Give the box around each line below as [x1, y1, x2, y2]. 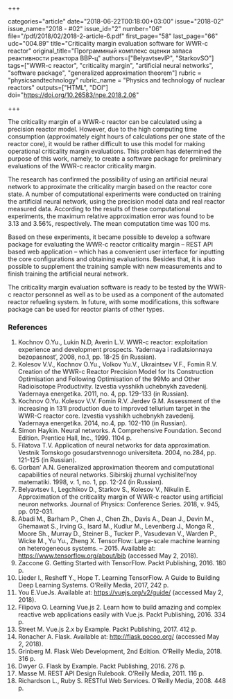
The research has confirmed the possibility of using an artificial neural [8, 175, 209, 184]
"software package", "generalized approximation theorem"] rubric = [8, 69, 202, 77]
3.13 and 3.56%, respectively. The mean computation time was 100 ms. [8, 220, 211, 227]
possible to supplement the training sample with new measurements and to [8, 263, 223, 270]
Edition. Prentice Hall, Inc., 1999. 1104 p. [17, 434, 132, 442]
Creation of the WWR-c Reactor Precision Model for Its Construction [17, 368, 214, 376]
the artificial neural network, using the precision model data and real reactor [8, 197, 225, 205]
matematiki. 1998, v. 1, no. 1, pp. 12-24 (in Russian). [17, 478, 164, 486]
